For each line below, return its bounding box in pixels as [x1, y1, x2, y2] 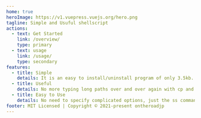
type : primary [17, 42, 52, 48]
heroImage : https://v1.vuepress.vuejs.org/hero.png [6, 14, 138, 20]
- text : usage [11, 48, 47, 54]
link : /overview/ [17, 36, 60, 42]
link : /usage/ [17, 53, 52, 59]
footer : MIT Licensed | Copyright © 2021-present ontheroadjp [6, 103, 165, 109]
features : [6, 64, 31, 70]
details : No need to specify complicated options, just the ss [17, 97, 178, 103]
